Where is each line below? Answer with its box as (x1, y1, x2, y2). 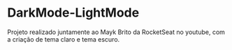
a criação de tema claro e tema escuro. (7, 35, 120, 43)
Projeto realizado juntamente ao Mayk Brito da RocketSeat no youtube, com (7, 28, 226, 36)
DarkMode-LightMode (7, 5, 140, 21)
